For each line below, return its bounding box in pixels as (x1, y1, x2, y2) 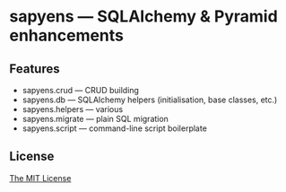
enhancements (9, 25, 124, 46)
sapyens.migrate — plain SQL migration (22, 114, 169, 124)
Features (9, 61, 60, 76)
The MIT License (9, 172, 72, 183)
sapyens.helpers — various (22, 104, 124, 114)
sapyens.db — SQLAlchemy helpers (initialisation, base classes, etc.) (22, 94, 278, 105)
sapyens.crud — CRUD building (22, 85, 139, 95)
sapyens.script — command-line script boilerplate (22, 123, 208, 134)
